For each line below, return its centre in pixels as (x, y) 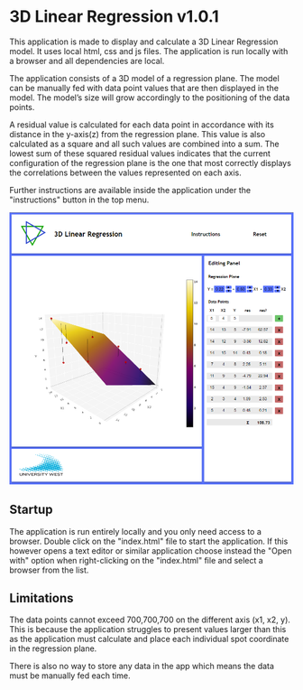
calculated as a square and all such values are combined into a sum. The (144, 144)
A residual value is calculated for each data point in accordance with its (142, 125)
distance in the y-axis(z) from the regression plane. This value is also (138, 134)
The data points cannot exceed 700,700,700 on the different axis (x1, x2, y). (150, 620)
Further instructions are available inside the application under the (130, 190)
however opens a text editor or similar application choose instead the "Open (151, 550)
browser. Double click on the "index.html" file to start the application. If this (149, 541)
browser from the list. (49, 570)
